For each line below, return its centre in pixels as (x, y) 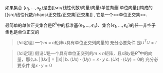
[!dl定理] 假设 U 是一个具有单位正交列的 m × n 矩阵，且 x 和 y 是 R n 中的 (82, 53)
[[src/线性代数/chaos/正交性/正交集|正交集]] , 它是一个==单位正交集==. (76, 15)
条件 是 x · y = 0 (36, 65)
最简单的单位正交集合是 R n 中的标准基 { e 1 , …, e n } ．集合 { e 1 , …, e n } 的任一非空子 (81, 25)
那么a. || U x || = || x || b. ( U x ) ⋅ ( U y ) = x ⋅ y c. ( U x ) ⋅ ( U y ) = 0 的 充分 (90, 59)
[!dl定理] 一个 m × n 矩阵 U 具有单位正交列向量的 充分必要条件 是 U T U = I (87, 42)
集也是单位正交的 (22, 32)
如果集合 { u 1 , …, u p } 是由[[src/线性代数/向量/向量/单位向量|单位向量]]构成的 (79, 8)
